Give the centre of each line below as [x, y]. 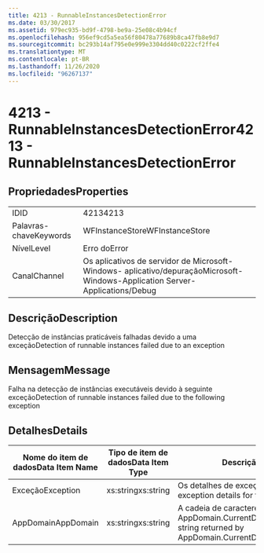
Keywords [53, 235]
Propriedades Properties [68, 192]
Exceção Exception [46, 490]
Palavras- [31, 225]
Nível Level [31, 248]
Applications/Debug [120, 290]
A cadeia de [200, 508]
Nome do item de [55, 458]
